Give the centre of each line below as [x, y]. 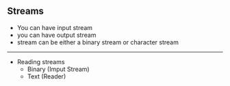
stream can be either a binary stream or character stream [98, 42]
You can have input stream [55, 27]
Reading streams [41, 61]
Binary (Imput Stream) [59, 69]
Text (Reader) [47, 76]
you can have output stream [56, 35]
